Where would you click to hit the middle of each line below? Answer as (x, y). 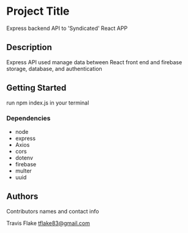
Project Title (38, 11)
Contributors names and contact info (53, 211)
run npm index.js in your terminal (48, 103)
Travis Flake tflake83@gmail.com (48, 223)
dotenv (24, 158)
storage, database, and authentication (54, 68)
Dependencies (28, 119)
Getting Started (36, 88)
